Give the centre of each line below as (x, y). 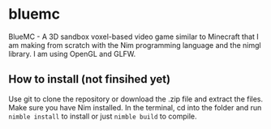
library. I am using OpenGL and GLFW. (72, 54)
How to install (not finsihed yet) (90, 79)
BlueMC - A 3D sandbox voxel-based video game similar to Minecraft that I (134, 37)
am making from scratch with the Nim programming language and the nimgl (135, 45)
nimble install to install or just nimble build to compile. (103, 116)
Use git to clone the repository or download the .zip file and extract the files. (136, 99)
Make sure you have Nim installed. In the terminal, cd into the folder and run (135, 107)
